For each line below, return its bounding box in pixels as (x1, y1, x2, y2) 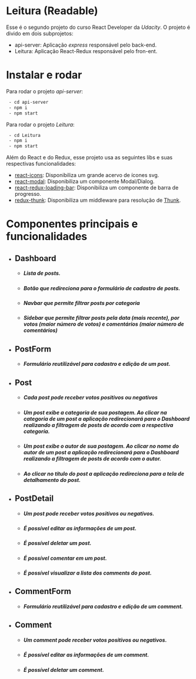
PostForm (14, 344, 52, 354)
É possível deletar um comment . (23, 666, 104, 673)
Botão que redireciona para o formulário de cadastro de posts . (23, 284, 181, 291)
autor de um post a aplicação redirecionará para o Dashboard (23, 449, 180, 456)
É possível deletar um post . (23, 540, 92, 547)
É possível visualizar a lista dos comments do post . (23, 569, 152, 576)
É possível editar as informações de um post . (23, 524, 137, 532)
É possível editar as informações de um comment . (23, 651, 150, 658)
